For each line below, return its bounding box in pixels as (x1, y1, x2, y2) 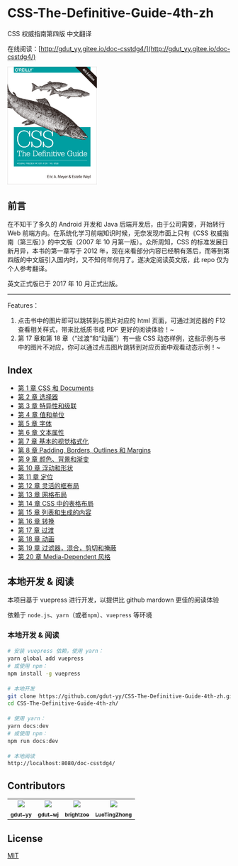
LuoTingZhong (95, 811, 132, 818)
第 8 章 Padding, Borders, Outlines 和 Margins (17, 446, 151, 455)
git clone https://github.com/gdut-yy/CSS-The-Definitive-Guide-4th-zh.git (7, 693, 236, 700)
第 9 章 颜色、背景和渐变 (17, 455, 90, 463)
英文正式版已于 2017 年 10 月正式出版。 (7, 279, 122, 288)
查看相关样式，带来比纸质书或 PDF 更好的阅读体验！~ (17, 325, 175, 334)
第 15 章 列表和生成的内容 (17, 508, 92, 516)
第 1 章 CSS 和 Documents (17, 384, 94, 392)
